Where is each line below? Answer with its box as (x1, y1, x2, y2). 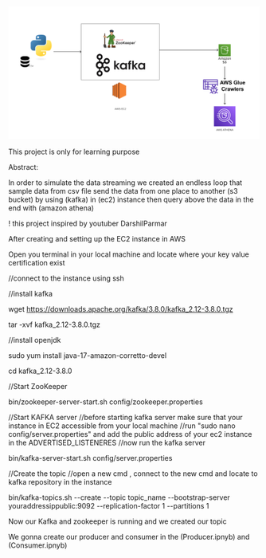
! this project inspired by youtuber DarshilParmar (8, 218, 167, 229)
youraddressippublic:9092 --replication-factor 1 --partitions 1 (8, 501, 209, 511)
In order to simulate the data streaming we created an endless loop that (8, 178, 243, 187)
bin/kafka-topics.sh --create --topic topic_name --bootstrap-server (8, 493, 231, 502)
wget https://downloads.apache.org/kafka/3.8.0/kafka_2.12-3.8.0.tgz (8, 305, 233, 314)
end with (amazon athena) (8, 203, 94, 213)
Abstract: (8, 163, 38, 172)
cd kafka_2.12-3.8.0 (8, 366, 72, 376)
